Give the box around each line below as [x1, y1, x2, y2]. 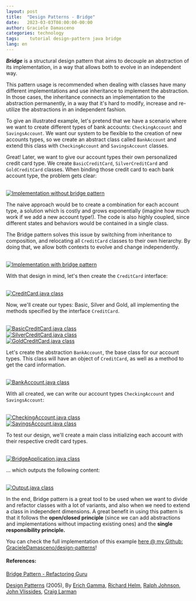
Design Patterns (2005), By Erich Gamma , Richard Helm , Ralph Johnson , [6, 582, 181, 589]
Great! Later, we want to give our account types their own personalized [6, 153, 177, 160]
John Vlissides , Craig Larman [6, 588, 77, 595]
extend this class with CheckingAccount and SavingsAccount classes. [6, 142, 169, 149]
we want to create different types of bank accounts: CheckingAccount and [6, 123, 183, 130]
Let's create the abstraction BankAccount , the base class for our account [6, 349, 180, 356]
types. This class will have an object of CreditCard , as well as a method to [6, 355, 184, 362]
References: [6, 557, 37, 565]
